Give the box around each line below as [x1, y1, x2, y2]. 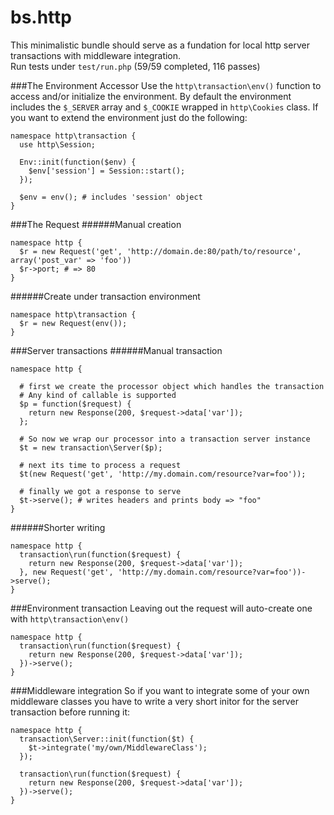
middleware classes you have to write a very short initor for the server [10, 695, 299, 707]
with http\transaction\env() [10, 612, 130, 625]
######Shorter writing [10, 521, 106, 533]
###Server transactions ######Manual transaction [10, 344, 223, 356]
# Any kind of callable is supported [19, 390, 177, 400]
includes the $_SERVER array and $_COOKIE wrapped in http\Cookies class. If [10, 101, 319, 113]
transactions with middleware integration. [10, 49, 182, 61]
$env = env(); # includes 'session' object [19, 192, 203, 202]
